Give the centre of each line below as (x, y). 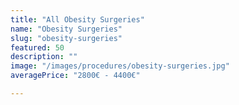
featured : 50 (37, 47)
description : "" (44, 57)
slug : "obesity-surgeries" (66, 38)
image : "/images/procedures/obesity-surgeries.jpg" (120, 66)
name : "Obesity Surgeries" (66, 29)
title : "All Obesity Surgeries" (77, 19)
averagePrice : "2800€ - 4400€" (75, 76)
